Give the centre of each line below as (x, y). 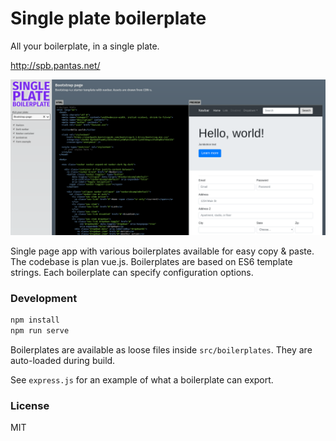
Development (44, 298)
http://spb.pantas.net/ (55, 65)
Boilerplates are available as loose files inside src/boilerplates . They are (161, 350)
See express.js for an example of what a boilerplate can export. (142, 380)
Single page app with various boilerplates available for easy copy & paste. (162, 251)
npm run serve (40, 331)
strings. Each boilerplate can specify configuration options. (132, 272)
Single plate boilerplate (108, 18)
